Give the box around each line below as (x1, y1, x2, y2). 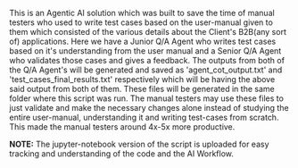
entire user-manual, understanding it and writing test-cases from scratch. (9, 112, 279, 122)
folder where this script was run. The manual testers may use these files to (9, 93, 284, 104)
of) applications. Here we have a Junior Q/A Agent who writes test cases (9, 36, 277, 46)
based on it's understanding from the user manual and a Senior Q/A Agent (9, 46, 282, 56)
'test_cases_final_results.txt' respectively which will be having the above (9, 74, 276, 84)
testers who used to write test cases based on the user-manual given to (9, 17, 274, 28)
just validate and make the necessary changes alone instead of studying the (9, 103, 289, 113)
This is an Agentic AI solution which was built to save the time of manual (9, 8, 275, 18)
